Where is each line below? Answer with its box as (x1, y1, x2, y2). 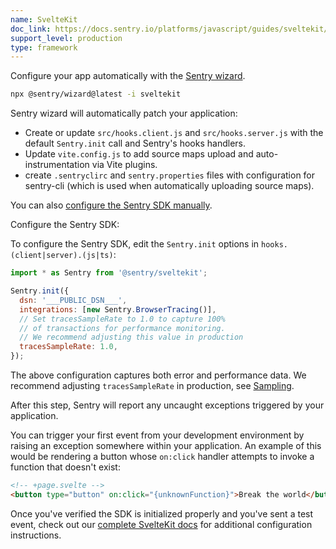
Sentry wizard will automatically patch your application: (10, 107, 238, 120)
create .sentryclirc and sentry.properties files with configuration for (24, 169, 316, 181)
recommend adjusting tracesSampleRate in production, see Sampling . (10, 380, 295, 391)
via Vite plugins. (91, 159, 158, 171)
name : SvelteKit (10, 14, 78, 25)
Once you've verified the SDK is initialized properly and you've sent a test (10, 507, 314, 520)
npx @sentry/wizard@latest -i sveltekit (10, 89, 182, 100)
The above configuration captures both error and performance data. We (10, 369, 307, 381)
